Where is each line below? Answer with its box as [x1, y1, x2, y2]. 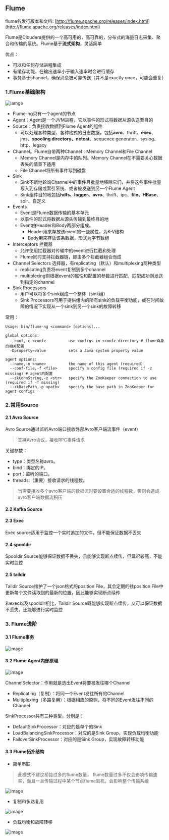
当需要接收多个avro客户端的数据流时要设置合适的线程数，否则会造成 [17, 488, 160, 494]
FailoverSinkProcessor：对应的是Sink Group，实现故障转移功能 [12, 736, 144, 742]
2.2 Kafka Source [5, 506, 43, 512]
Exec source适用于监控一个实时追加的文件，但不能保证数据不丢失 [5, 530, 142, 536]
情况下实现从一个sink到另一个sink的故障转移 [29, 303, 122, 309]
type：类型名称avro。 [12, 458, 58, 464]
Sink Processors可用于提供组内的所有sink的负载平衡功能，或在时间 [20, 297, 160, 303]
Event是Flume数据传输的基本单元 [20, 209, 89, 216]
